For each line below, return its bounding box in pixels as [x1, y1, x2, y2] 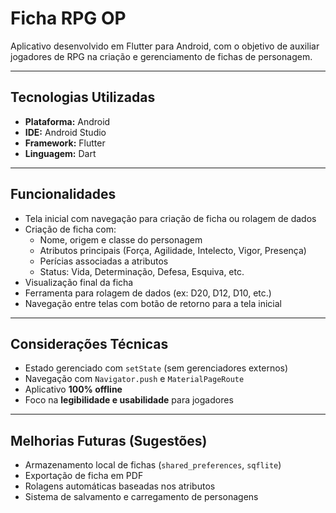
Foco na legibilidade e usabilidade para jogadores [24, 394, 234, 406]
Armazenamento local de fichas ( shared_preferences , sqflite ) [24, 459, 282, 471]
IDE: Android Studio [24, 126, 107, 138]
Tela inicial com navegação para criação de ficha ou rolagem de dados [24, 212, 317, 224]
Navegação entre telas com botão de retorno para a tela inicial [24, 297, 283, 309]
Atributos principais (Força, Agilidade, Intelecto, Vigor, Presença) [39, 244, 307, 256]
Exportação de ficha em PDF [24, 470, 144, 482]
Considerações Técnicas [10, 335, 169, 352]
